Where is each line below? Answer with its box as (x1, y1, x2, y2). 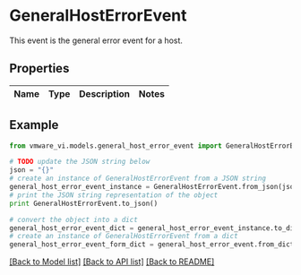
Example (9, 117, 59, 133)
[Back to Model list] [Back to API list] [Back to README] (9, 256, 215, 267)
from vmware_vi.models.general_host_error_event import (9, 141, 222, 150)
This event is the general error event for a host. (9, 35, 184, 46)
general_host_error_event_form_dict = (9, 240, 154, 249)
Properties (9, 61, 70, 76)
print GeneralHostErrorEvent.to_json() (9, 199, 159, 208)
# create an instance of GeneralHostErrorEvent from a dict (9, 232, 239, 241)
